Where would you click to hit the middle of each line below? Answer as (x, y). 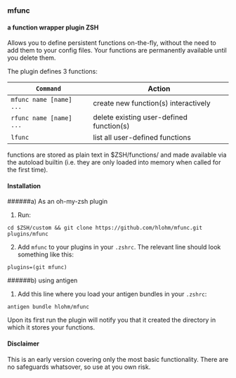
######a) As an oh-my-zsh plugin (57, 202)
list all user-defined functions (142, 138)
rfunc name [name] (41, 118)
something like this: (45, 254)
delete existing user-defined (140, 117)
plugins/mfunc (28, 234)
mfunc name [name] (41, 100)
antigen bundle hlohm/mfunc (48, 307)
